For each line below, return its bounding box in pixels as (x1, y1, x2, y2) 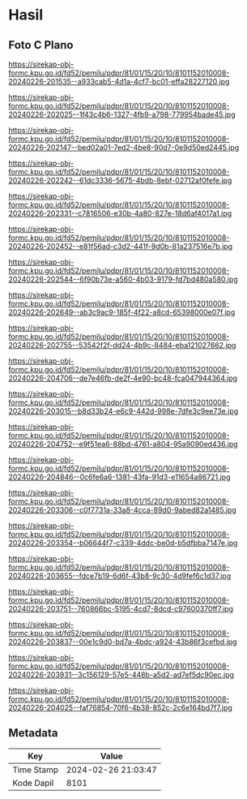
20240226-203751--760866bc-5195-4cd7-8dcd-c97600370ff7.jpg (8, 604, 233, 613)
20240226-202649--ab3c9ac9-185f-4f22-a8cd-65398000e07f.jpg (8, 307, 236, 317)
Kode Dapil (12, 777, 54, 788)
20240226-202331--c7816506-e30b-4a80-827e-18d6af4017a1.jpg (8, 208, 232, 218)
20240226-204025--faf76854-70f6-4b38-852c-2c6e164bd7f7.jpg (8, 703, 232, 712)
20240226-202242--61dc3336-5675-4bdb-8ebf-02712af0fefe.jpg (8, 176, 232, 185)
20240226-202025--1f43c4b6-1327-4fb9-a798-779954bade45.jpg (8, 110, 236, 119)
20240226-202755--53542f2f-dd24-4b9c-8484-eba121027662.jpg (8, 341, 236, 350)
